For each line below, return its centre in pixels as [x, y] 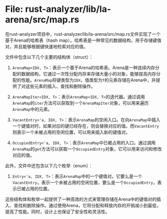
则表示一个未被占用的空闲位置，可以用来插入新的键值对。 [71, 132]
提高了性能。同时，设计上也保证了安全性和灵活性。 [57, 212]
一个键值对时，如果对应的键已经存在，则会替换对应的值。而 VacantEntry [85, 126]
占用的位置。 [39, 188]
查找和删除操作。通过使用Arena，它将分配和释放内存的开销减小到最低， [87, 205]
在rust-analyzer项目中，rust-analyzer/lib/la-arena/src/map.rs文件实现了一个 [83, 34]
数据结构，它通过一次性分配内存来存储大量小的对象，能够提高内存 [89, 73]
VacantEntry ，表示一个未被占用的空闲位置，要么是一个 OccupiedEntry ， [85, 182]
